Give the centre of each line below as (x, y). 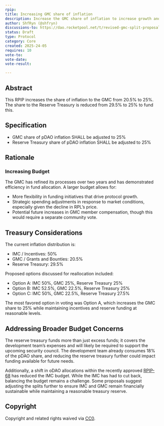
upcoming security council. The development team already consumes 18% (80, 351)
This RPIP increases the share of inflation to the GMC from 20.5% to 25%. (79, 99)
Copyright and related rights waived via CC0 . (50, 418)
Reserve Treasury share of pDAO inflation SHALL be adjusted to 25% (82, 142)
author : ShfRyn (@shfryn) (31, 23)
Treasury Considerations (44, 233)
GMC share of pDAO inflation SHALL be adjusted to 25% (69, 137)
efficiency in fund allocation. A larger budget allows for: (61, 187)
